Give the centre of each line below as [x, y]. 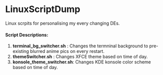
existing [21, 51]
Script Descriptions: [27, 35]
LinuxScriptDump [43, 9]
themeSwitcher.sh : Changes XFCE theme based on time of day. [80, 57]
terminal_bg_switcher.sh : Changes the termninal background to [80, 46]
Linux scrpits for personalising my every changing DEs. [63, 23]
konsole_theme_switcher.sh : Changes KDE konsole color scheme [82, 62]
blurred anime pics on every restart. [67, 51]
